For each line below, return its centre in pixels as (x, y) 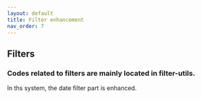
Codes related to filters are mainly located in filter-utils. (101, 73)
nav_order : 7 (26, 26)
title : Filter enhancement (46, 20)
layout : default (30, 13)
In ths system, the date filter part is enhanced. (72, 88)
